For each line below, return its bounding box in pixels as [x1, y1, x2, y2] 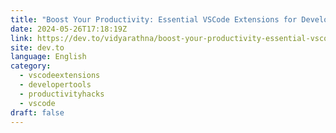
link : [10, 33, 33, 43]
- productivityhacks [19, 89, 105, 99]
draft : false [10, 107, 65, 118]
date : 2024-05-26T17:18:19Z [10, 24, 128, 34]
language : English [10, 52, 87, 62]
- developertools [19, 80, 92, 90]
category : [10, 61, 52, 71]
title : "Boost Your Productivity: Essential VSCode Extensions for [10, 14, 298, 25]
